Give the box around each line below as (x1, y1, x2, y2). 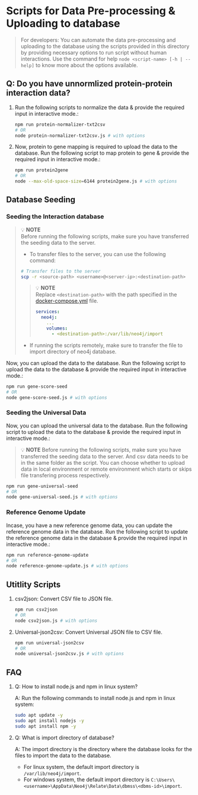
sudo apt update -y (14, 713, 63, 719)
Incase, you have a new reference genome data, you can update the (6, 522, 173, 529)
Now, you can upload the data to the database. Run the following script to (6, 359, 186, 366)
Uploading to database (6, 17, 120, 30)
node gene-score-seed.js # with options (6, 394, 108, 401)
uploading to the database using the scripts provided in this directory (20, 43, 190, 50)
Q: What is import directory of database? (14, 734, 114, 741)
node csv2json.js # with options (14, 618, 98, 624)
